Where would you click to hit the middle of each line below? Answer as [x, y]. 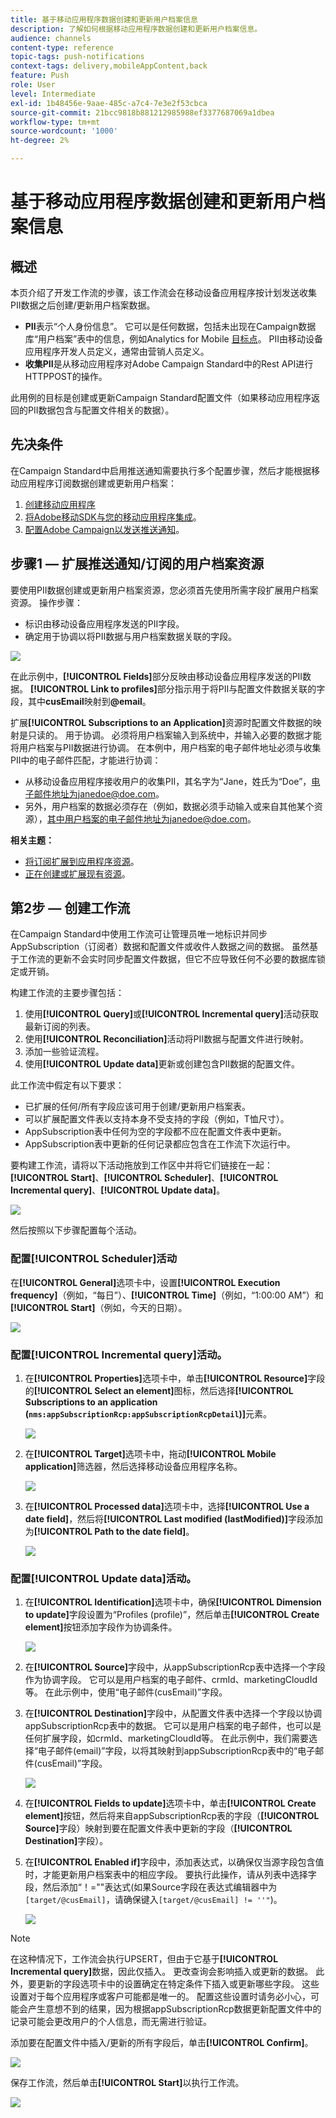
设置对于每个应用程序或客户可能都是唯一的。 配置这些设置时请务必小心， [160, 1997]
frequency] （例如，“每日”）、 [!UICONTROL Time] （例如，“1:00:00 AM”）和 [167, 1295]
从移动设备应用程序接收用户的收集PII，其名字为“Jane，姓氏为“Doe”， [168, 781]
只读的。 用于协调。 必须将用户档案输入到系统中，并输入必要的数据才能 [174, 735]
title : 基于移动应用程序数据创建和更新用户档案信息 [104, 19]
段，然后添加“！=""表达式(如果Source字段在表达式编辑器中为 [151, 1887]
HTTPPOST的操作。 [66, 376]
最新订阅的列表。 [60, 1027]
